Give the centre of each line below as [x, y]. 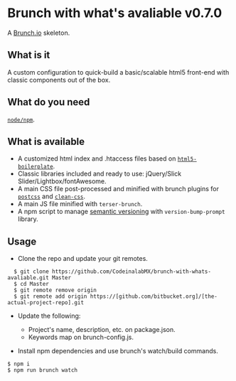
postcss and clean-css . [51, 196]
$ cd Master [32, 284]
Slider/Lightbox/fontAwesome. [62, 181]
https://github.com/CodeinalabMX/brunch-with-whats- [132, 272]
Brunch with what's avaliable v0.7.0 [115, 13]
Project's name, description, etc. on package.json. [102, 330]
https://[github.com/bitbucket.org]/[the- [154, 296]
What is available [46, 141]
